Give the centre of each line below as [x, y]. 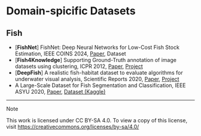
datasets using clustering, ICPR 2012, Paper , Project [79, 66]
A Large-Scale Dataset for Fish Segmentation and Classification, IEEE [100, 85]
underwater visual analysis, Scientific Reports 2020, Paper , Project [97, 79]
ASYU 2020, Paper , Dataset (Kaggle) [60, 92]
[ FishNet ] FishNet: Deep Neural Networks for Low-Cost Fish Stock [97, 47]
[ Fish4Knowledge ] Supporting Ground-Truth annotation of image [95, 60]
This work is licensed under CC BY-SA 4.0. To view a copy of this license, [97, 120]
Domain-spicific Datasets [71, 11]
